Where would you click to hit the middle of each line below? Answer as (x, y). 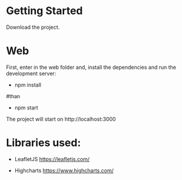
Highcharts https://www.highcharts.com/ (64, 170)
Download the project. (33, 27)
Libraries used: (43, 143)
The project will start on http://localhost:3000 (61, 119)
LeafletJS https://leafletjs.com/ (52, 159)
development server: (31, 73)
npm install (28, 85)
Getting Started (45, 11)
